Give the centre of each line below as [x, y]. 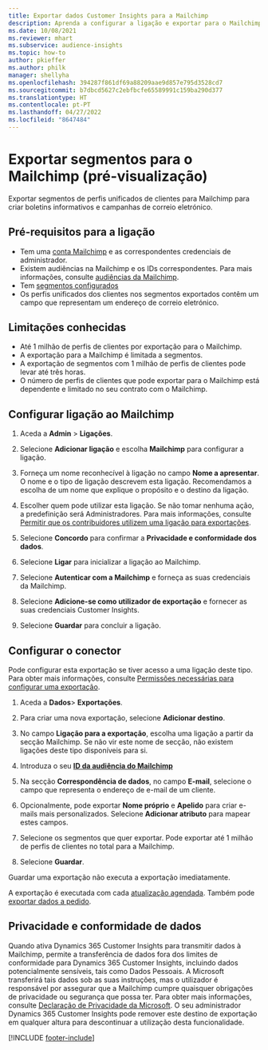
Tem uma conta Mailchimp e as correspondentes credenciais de [125, 251]
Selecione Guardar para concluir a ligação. [90, 625]
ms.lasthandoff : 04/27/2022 [55, 113]
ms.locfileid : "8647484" [49, 120]
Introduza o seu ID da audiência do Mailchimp [96, 766]
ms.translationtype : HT [48, 98]
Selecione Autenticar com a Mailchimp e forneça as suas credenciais [135, 577]
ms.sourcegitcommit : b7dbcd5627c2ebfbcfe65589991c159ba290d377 [116, 90]
